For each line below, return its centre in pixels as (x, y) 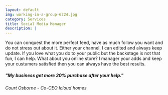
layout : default (22, 10)
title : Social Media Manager (36, 24)
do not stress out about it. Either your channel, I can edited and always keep (84, 48)
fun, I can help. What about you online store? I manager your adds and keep (83, 58)
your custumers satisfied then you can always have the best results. (75, 64)
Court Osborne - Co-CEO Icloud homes (46, 88)
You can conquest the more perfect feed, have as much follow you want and (84, 42)
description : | (21, 28)
